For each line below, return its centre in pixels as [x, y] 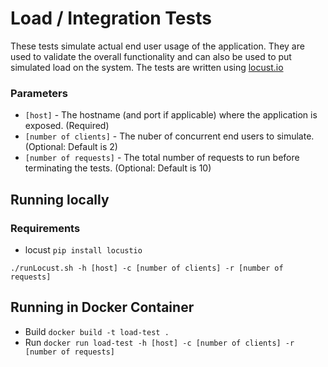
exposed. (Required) [67, 126]
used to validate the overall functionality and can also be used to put [151, 56]
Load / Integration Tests [111, 18]
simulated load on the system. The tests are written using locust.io [147, 67]
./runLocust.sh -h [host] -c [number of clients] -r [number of [147, 268]
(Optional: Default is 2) [71, 147]
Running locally [60, 199]
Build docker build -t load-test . [97, 331]
